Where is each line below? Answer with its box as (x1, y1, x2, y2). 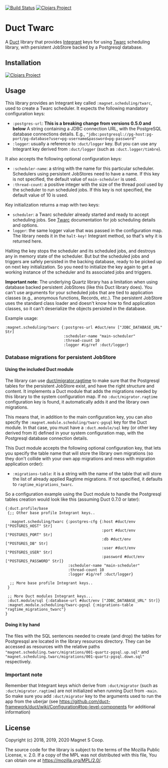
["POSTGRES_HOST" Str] (5, 523, 53, 528)
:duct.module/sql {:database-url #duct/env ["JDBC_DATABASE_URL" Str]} (7, 598, 160, 603)
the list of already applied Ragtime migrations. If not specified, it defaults (12, 476, 163, 482)
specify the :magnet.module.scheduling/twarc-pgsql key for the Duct (5, 419, 147, 425)
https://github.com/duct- (59, 698, 110, 704)
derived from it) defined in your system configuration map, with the (5, 430, 144, 436)
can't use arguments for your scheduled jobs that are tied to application (5, 289, 153, 295)
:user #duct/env (101, 545, 136, 550)
